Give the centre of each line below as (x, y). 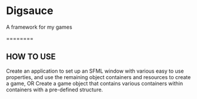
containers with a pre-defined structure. (55, 90)
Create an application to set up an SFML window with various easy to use (95, 71)
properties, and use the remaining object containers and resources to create (98, 77)
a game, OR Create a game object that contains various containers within (95, 83)
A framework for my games (39, 27)
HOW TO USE (31, 57)
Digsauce (30, 11)
